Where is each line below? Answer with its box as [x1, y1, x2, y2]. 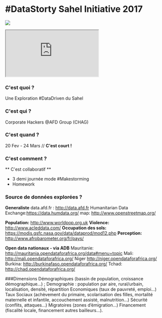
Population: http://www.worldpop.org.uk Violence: [5, 220, 110, 226]
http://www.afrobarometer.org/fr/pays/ [5, 236, 84, 242]
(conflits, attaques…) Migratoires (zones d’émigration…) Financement [5, 302, 146, 308]
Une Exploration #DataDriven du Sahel [5, 95, 83, 101]
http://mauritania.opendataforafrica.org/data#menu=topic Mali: [5, 251, 134, 256]
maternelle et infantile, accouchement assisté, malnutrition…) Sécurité [5, 297, 148, 303]
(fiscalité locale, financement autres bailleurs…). [5, 308, 103, 314]
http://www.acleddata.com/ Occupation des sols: [5, 225, 107, 231]
